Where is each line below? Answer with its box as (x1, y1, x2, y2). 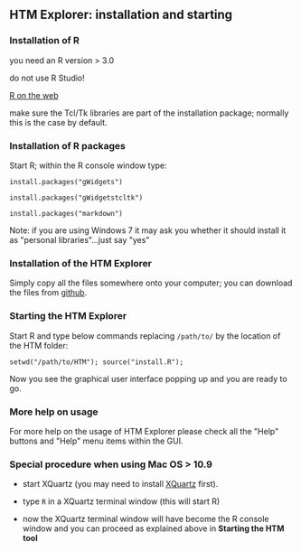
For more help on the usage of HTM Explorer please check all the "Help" (9, 425, 279, 436)
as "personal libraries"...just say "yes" (9, 234, 150, 245)
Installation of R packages (9, 139, 127, 152)
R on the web (9, 89, 59, 100)
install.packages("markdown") (9, 209, 124, 218)
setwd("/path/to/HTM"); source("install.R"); (9, 357, 183, 367)
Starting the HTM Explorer (9, 310, 127, 322)
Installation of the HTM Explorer (9, 257, 152, 269)
